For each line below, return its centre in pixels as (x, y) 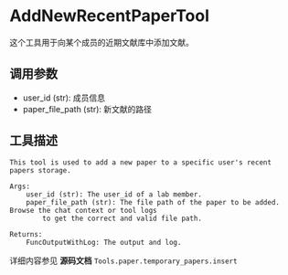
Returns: (26, 234)
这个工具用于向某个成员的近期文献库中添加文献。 (101, 42)
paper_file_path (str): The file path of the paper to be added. (153, 202)
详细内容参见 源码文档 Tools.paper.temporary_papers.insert (123, 260)
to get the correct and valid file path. (123, 218)
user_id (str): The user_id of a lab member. (114, 194)
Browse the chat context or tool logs (83, 210)
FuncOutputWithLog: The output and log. (104, 242)
